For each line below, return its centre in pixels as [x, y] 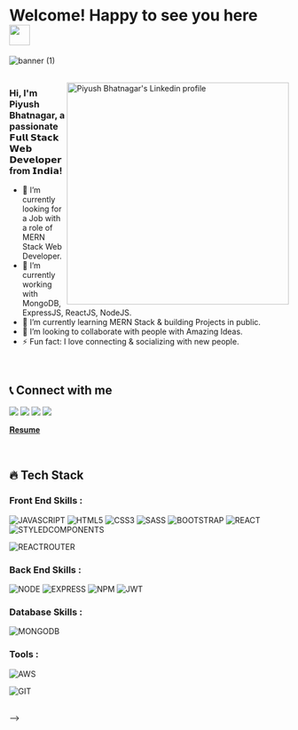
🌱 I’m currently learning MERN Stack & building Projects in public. [141, 322]
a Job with [41, 218]
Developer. [42, 256]
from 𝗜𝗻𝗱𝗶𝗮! [36, 171]
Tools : [24, 655]
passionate [34, 126]
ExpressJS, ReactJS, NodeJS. [77, 313]
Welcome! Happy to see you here [133, 16]
